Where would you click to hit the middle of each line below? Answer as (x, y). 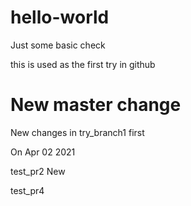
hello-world (60, 17)
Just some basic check (58, 45)
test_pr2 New (38, 171)
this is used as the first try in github (83, 64)
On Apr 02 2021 (43, 152)
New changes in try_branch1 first (77, 132)
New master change (96, 105)
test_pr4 (27, 190)
